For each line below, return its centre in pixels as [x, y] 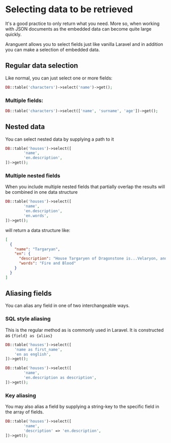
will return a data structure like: [38, 230]
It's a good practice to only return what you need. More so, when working [82, 23]
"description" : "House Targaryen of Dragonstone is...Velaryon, [88, 258]
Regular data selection [42, 66]
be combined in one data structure [41, 192]
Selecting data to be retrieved [69, 9]
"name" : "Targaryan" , [37, 249]
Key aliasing [21, 395]
